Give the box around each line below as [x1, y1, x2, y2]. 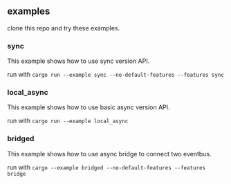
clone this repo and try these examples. [7, 24, 120, 32]
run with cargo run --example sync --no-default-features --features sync [7, 71, 225, 79]
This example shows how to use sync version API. [7, 57, 150, 65]
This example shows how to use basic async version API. [7, 103, 171, 111]
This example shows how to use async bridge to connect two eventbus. [7, 149, 212, 158]
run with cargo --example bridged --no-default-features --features [7, 163, 206, 172]
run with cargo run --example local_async [7, 117, 129, 125]
